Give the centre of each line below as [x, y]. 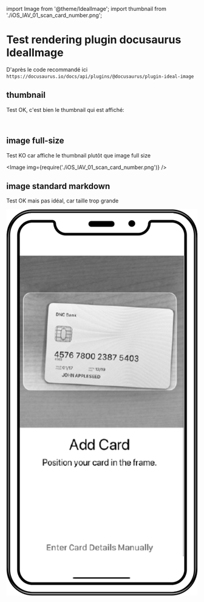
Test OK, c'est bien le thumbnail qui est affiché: [65, 109]
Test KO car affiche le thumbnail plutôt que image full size [78, 155]
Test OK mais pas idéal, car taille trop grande [63, 201]
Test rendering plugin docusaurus [94, 40]
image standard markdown [58, 186]
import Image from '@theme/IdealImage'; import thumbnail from [87, 9]
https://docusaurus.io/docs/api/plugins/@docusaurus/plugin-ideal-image [100, 76]
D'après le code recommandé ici [47, 69]
